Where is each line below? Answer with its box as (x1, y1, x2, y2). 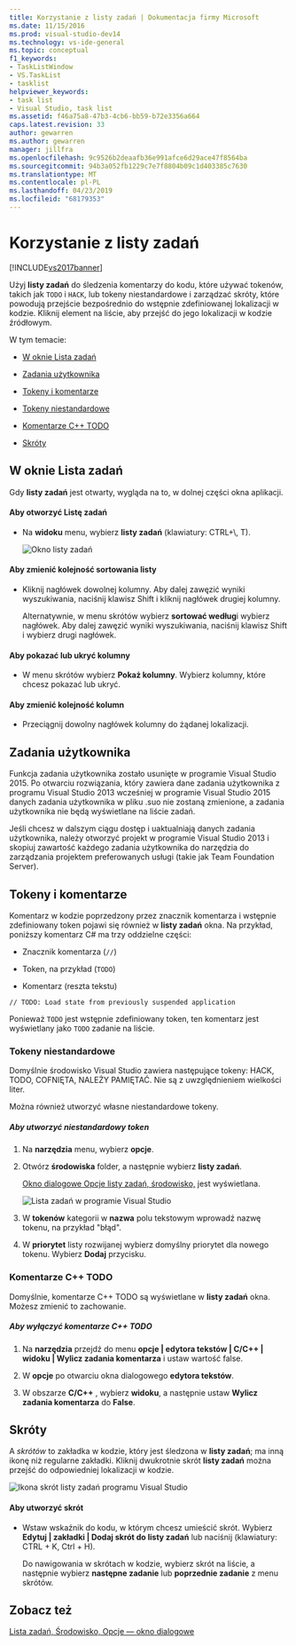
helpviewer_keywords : (9, 87, 90, 96)
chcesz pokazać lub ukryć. (21, 679, 121, 690)
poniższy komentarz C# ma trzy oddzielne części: (9, 929, 192, 940)
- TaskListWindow (9, 63, 74, 72)
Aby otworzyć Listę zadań (9, 507, 108, 518)
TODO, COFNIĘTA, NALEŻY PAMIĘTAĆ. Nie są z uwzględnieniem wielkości (9, 1075, 282, 1086)
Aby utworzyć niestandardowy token (9, 1121, 150, 1132)
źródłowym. (9, 317, 52, 328)
